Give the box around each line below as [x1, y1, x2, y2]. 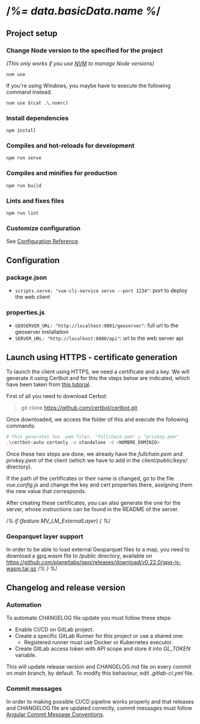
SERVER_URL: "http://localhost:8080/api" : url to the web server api [14, 335, 184, 342]
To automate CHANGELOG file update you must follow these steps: [6, 614, 172, 621]
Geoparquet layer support [6, 532, 83, 541]
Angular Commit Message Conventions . [6, 711, 105, 718]
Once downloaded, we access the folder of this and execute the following [6, 416, 189, 423]
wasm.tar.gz [6, 565, 37, 572]
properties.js [6, 308, 45, 316]
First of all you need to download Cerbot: [6, 393, 108, 400]
